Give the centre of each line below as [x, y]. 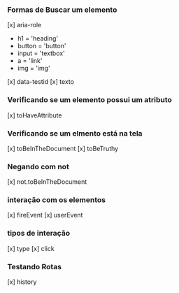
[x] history [22, 282]
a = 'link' [30, 61]
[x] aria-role [24, 25]
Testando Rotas [34, 266]
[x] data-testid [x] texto [41, 82]
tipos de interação [39, 234]
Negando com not [38, 166]
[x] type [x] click [31, 248]
